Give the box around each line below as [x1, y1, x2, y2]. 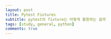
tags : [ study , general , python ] [5, 21, 74, 27]
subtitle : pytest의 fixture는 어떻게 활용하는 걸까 [5, 17, 106, 22]
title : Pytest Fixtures [5, 12, 56, 17]
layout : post [5, 7, 33, 13]
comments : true [5, 26, 38, 31]
